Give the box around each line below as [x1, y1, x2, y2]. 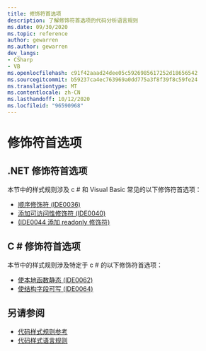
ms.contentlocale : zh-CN [7, 89, 81, 96]
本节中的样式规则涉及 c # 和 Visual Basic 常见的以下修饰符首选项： [7, 185, 202, 194]
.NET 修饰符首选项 [7, 165, 88, 177]
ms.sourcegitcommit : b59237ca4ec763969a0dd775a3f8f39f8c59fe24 [7, 76, 198, 83]
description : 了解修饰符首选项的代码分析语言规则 [7, 17, 139, 24]
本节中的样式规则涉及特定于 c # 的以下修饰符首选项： [7, 261, 163, 269]
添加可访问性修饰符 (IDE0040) [17, 209, 106, 218]
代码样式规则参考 [17, 327, 68, 335]
